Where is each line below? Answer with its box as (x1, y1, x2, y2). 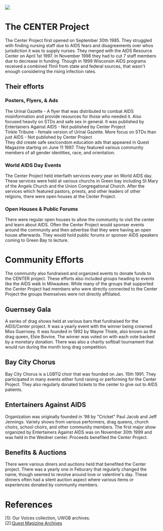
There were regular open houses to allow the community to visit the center (5, 217, 155, 222)
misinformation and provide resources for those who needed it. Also (5, 113, 142, 119)
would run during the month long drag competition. (5, 344, 108, 350)
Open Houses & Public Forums (5, 205, 78, 212)
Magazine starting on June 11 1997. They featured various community (5, 144, 144, 150)
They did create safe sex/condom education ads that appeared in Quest (5, 139, 149, 145)
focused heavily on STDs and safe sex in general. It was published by (5, 118, 145, 124)
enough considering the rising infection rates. (5, 68, 96, 74)
